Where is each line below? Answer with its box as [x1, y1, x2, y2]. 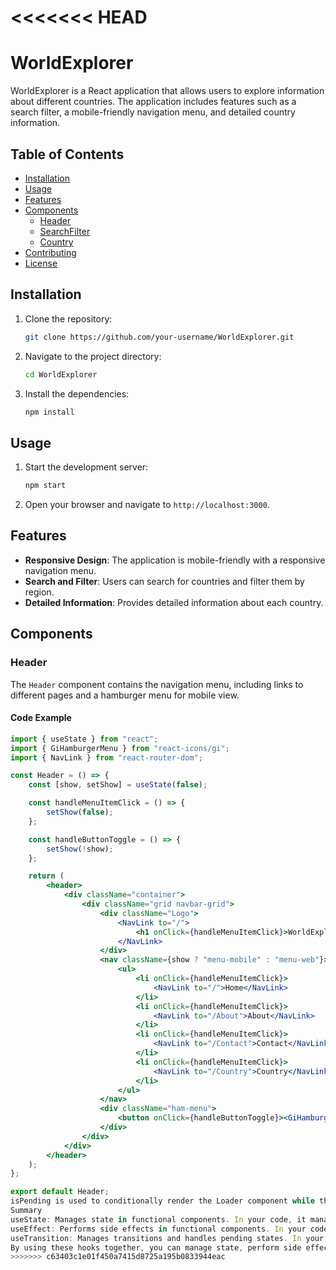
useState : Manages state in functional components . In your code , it [10, 1214, 307, 1225]
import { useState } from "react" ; [10, 734, 159, 744]
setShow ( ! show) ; [46, 844, 114, 854]
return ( [28, 871, 65, 881]
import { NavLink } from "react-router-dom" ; [10, 752, 203, 763]
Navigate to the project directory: [24, 350, 162, 362]
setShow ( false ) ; [46, 807, 114, 818]
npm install [24, 407, 75, 417]
